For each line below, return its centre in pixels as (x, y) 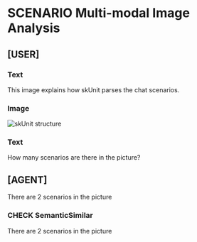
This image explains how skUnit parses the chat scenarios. (94, 89)
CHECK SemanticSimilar (50, 216)
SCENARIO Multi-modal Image (99, 13)
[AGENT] (27, 180)
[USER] (23, 54)
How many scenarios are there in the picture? (74, 158)
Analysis (34, 28)
